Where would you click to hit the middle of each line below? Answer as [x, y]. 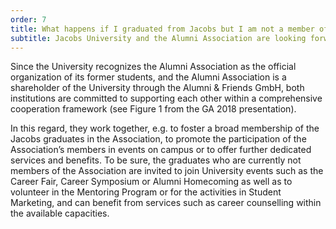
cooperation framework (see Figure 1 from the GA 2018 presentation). [153, 109]
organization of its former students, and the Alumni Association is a [148, 77]
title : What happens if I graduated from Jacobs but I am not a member [162, 29]
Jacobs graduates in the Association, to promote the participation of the [158, 139]
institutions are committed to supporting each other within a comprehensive [166, 98]
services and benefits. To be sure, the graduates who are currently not [156, 160]
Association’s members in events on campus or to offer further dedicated [161, 150]
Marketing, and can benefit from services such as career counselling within [166, 203]
